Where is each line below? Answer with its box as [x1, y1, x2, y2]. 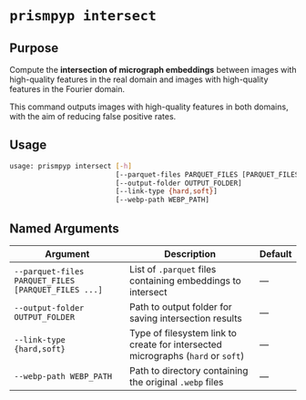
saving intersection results [128, 313, 243, 324]
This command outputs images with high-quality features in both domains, [9, 101, 289, 112]
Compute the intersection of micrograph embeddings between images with [9, 65, 297, 75]
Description [163, 248, 217, 260]
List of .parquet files [128, 263, 217, 275]
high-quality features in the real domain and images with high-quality [9, 74, 269, 85]
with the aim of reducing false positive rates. [9, 111, 177, 121]
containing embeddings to [128, 274, 241, 287]
